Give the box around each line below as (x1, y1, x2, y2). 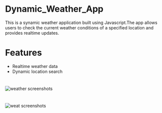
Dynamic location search (12, 68, 63, 74)
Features (5, 47, 42, 58)
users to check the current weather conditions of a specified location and (5, 24, 154, 30)
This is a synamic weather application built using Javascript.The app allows (5, 20, 158, 25)
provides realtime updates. (5, 30, 59, 36)
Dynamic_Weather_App (5, 3, 104, 15)
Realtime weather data (12, 63, 58, 69)
